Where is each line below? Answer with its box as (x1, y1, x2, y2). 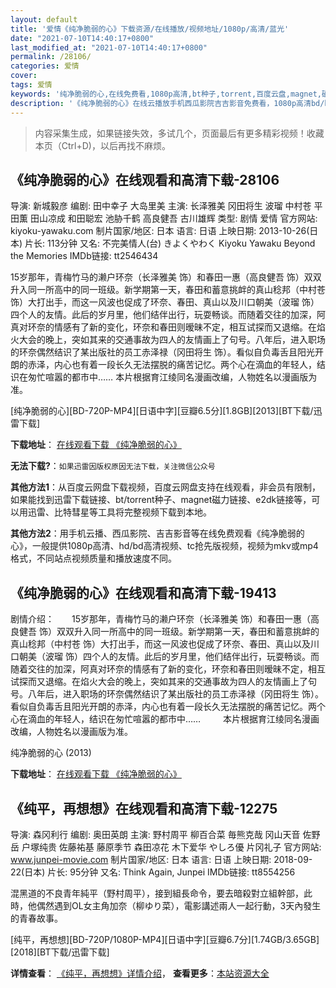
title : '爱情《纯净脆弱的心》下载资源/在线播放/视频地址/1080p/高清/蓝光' (10, 24, 290, 34)
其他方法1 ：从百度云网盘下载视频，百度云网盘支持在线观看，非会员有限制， (10, 481, 322, 493)
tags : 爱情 (10, 80, 53, 90)
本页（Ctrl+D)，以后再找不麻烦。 (34, 139, 171, 151)
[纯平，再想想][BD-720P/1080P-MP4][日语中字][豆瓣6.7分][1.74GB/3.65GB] (10, 933, 320, 945)
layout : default (10, 14, 78, 25)
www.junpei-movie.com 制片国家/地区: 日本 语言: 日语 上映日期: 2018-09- (10, 853, 313, 865)
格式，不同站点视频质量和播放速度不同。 (10, 552, 177, 565)
